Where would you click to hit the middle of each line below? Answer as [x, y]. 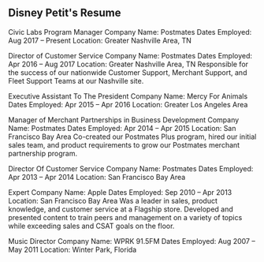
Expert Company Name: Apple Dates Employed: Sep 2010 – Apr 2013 [120, 192]
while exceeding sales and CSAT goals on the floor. [91, 226]
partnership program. [43, 153]
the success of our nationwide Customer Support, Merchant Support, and [128, 72]
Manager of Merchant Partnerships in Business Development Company [124, 120]
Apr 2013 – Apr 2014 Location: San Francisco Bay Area [97, 177]
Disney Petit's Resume [65, 13]
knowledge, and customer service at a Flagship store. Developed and [121, 209]
